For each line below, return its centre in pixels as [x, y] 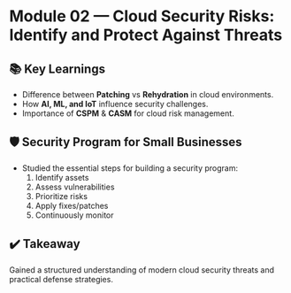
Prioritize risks [61, 196]
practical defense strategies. [61, 279]
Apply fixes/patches [72, 205]
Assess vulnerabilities [75, 187]
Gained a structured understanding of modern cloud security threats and [142, 270]
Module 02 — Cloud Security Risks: [142, 16]
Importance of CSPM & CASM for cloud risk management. [128, 113]
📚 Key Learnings [57, 69]
